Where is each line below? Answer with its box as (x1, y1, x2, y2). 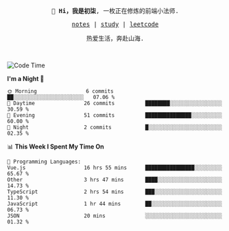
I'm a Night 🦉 (7, 75, 45, 82)
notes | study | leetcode (71, 21, 159, 28)
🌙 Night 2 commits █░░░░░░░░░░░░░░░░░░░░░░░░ (7, 124, 223, 131)
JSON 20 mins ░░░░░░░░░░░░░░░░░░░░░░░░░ (7, 212, 223, 219)
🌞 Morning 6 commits (7, 88, 114, 95)
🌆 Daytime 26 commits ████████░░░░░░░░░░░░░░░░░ (7, 100, 223, 107)
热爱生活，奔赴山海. (86, 34, 145, 42)
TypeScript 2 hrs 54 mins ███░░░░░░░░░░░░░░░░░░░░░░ (7, 188, 223, 195)
